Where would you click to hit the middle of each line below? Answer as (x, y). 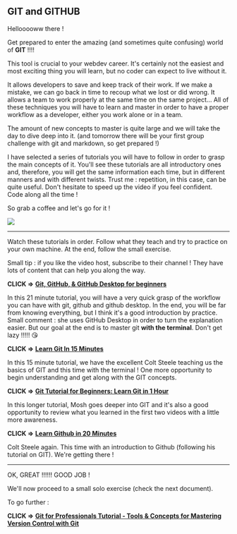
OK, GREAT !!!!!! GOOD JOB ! (49, 475)
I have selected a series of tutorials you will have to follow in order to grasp (116, 157)
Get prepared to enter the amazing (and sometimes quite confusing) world (115, 42)
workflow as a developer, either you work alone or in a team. (95, 114)
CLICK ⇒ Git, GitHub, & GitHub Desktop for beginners (87, 284)
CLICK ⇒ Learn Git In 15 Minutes (55, 348)
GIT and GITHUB (44, 12)
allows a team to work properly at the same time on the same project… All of (118, 99)
